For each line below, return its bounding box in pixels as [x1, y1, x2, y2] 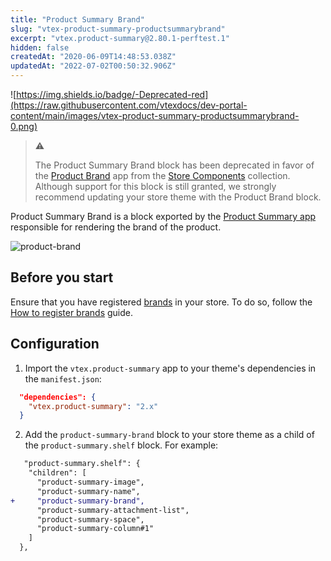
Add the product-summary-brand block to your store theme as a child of [24, 429, 315, 441]
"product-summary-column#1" [36, 524, 155, 534]
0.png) [10, 121, 38, 132]
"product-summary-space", [36, 514, 145, 525]
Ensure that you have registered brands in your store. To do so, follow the [10, 296, 313, 308]
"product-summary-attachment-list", [36, 505, 190, 515]
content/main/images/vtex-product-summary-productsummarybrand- [10, 110, 300, 121]
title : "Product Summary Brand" [10, 14, 145, 25]
